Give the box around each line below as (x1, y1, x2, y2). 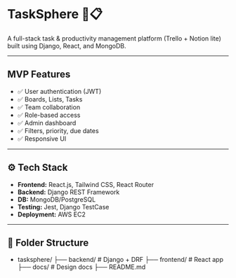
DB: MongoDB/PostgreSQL (17, 195, 96, 204)
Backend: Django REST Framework (17, 188, 120, 196)
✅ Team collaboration (17, 103, 81, 111)
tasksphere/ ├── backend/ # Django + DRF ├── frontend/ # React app (17, 256, 223, 264)
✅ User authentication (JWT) (17, 87, 102, 95)
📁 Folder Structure (7, 237, 89, 249)
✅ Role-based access (17, 111, 81, 119)
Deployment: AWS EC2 (17, 210, 86, 218)
